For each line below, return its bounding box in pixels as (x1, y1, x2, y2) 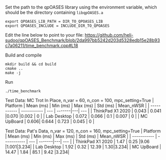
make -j (5, 70, 21, 75)
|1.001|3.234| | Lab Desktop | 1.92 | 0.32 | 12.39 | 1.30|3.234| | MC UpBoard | (5, 144, 162, 150)
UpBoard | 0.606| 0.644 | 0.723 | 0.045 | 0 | (5, 118, 95, 124)
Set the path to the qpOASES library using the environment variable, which (5, 4, 157, 10)
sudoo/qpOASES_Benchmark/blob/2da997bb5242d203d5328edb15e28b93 (5, 37, 160, 43)
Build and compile (5, 52, 42, 58)
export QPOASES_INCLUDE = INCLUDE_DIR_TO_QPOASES (5, 23, 110, 28)
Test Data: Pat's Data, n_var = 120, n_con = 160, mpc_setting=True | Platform (5, 128, 161, 134)
